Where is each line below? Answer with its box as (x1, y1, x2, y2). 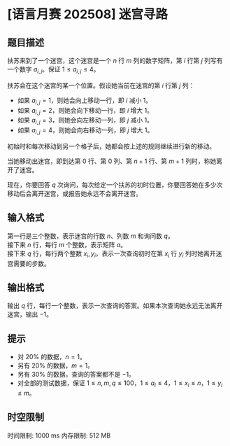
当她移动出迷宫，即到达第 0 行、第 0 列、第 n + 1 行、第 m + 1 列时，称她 (7, 157, 217, 165)
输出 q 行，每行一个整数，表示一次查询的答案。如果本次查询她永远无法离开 (7, 302, 223, 310)
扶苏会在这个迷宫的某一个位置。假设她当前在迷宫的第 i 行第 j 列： (7, 81, 195, 90)
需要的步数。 (13, 259, 50, 267)
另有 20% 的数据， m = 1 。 (17, 361, 94, 370)
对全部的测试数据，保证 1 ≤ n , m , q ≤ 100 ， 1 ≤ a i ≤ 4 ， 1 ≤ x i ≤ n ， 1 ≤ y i (17, 379, 223, 389)
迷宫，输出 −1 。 (7, 310, 52, 319)
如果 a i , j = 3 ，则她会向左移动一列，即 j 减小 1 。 (17, 116, 154, 126)
